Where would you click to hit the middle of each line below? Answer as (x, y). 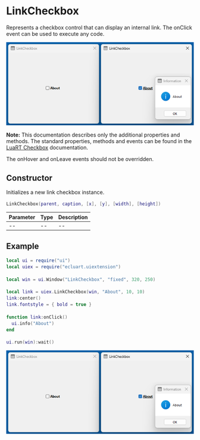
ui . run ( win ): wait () (30, 342)
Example (23, 246)
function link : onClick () (37, 317)
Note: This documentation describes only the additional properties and (93, 135)
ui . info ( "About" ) (33, 323)
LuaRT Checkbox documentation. (47, 148)
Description (73, 217)
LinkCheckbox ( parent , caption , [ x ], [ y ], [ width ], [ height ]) (84, 204)
